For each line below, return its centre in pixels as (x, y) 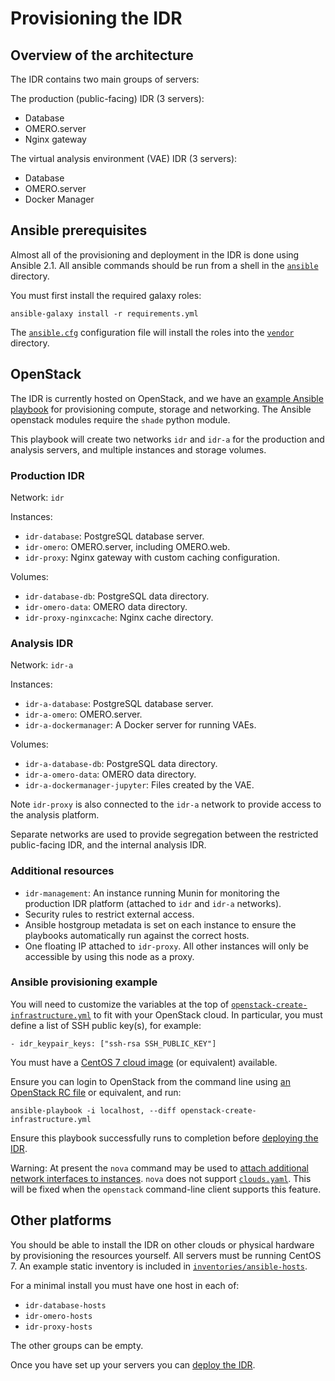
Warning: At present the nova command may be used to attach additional (160, 1168)
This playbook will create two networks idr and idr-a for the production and (167, 439)
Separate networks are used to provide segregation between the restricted (164, 834)
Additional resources (62, 871)
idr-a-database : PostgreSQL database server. (119, 704)
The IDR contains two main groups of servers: (105, 79)
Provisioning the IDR (96, 18)
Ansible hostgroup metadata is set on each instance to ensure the (160, 924)
